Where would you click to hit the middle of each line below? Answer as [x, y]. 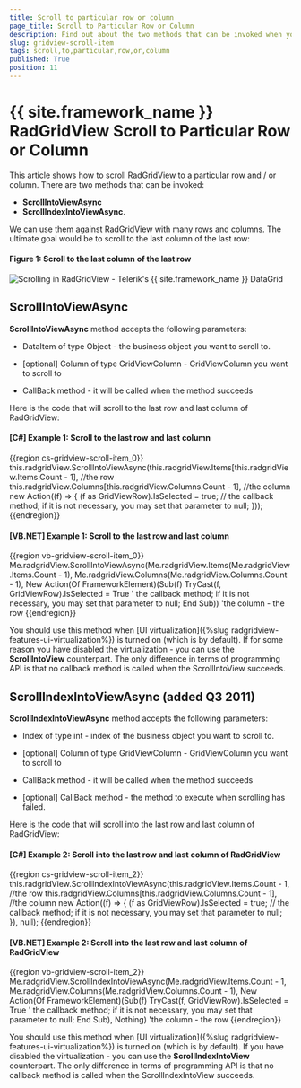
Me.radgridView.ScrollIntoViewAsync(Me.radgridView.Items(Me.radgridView [150, 566]
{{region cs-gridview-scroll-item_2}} [77, 874]
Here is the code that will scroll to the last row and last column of [129, 408]
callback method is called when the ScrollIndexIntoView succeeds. [132, 1075]
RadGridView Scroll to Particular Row [150, 132]
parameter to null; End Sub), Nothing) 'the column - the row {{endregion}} [146, 1020]
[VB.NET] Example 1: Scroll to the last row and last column [120, 536]
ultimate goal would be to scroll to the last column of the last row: [130, 238]
